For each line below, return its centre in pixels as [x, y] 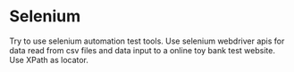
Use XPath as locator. [49, 60]
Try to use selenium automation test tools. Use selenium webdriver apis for [147, 41]
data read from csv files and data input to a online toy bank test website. [142, 50]
